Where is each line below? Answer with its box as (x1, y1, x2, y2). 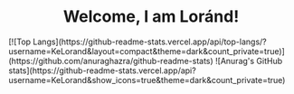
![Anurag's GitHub (214, 55, 283, 66)
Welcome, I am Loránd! (62, 6, 240, 27)
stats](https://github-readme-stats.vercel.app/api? (8, 65, 196, 76)
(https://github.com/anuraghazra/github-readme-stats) (8, 55, 213, 66)
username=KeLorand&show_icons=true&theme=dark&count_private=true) (8, 74, 286, 85)
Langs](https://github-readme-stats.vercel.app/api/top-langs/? (33, 36, 268, 47)
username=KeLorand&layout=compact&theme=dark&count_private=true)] (8, 45, 286, 56)
